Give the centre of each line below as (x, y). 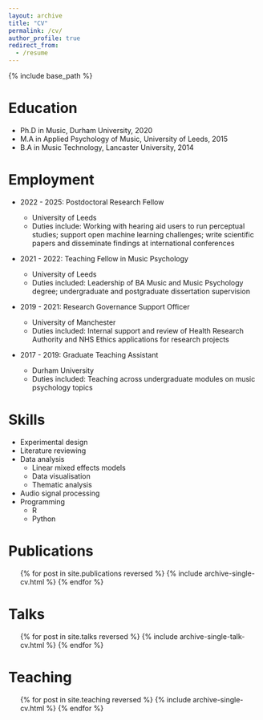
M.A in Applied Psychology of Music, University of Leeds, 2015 (124, 139)
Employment (51, 180)
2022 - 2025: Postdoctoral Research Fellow (92, 202)
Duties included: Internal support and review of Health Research (138, 330)
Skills (27, 420)
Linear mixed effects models (79, 467)
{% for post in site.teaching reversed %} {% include (105, 699)
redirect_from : (34, 46)
